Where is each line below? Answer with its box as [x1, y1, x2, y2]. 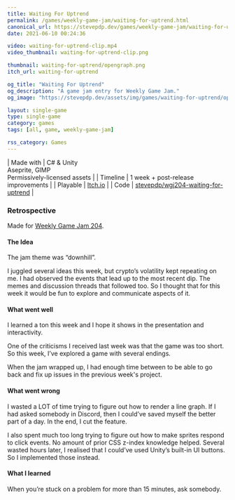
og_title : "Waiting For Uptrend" [7, 81, 105, 88]
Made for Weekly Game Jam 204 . [7, 222, 104, 230]
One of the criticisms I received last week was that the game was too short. [7, 342, 225, 350]
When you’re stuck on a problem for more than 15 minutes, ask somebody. [7, 485, 222, 493]
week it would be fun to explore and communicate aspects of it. [7, 289, 191, 298]
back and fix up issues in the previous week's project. [7, 370, 162, 379]
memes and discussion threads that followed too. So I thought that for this [7, 282, 220, 290]
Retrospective [7, 205, 57, 215]
